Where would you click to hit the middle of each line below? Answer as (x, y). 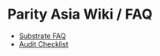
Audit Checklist (43, 44)
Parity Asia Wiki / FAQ (80, 14)
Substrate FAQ (42, 36)
